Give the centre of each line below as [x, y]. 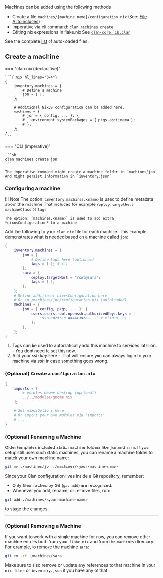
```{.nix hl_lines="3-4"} [31, 77]
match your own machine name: [37, 458]
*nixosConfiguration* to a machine [41, 223]
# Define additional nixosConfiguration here [61, 296]
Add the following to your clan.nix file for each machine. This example [76, 232]
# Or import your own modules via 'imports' [59, 415]
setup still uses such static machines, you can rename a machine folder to [79, 452]
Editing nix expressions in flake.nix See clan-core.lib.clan [71, 32]
